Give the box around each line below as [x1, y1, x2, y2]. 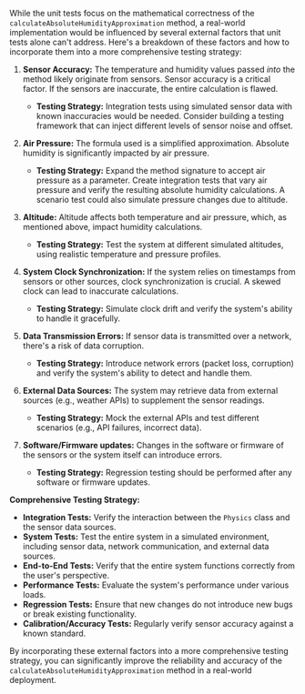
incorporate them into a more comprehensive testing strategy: [9, 46, 243, 57]
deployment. [9, 675, 56, 685]
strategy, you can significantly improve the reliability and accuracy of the [9, 655, 282, 666]
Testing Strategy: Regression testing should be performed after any [36, 468, 293, 478]
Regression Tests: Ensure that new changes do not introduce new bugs [22, 599, 293, 609]
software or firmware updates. [36, 477, 151, 488]
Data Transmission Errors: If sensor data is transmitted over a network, [22, 331, 292, 341]
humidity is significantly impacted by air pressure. [22, 147, 210, 158]
